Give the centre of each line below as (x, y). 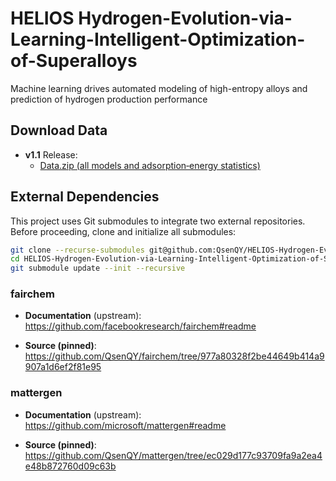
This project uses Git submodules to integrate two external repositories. (158, 221)
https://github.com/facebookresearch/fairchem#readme (140, 326)
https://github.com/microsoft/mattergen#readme (125, 425)
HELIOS (42, 18)
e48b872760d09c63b (70, 466)
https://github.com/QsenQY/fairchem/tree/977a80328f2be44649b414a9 (174, 356)
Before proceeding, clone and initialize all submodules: (123, 231)
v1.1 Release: (51, 154)
